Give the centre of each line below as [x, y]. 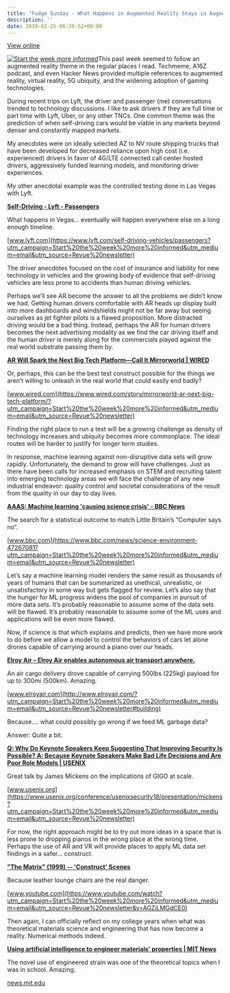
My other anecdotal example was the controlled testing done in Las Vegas [112, 186]
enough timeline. [31, 227]
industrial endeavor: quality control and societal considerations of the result [114, 486]
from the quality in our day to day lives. [62, 493]
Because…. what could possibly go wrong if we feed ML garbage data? [107, 722]
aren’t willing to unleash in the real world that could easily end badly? [104, 381]
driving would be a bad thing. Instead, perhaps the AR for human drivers [109, 325]
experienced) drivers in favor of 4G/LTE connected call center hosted [105, 158]
